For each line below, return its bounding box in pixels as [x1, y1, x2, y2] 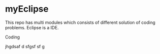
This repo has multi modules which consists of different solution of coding [5, 19, 156, 25]
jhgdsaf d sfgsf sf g [5, 43, 45, 49]
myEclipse [5, 3, 49, 15]
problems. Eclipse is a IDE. [5, 24, 59, 30]
